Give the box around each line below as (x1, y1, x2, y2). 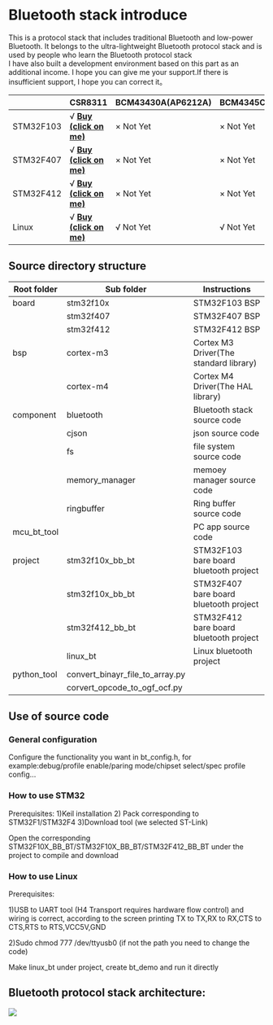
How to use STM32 (8, 790, 85, 801)
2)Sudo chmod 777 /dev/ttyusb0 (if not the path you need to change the (8, 938, 250, 948)
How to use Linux (8, 870, 79, 882)
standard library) (193, 357, 258, 368)
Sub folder (105, 283, 147, 295)
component (12, 409, 57, 420)
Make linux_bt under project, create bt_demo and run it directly (8, 962, 219, 972)
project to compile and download (8, 850, 119, 860)
